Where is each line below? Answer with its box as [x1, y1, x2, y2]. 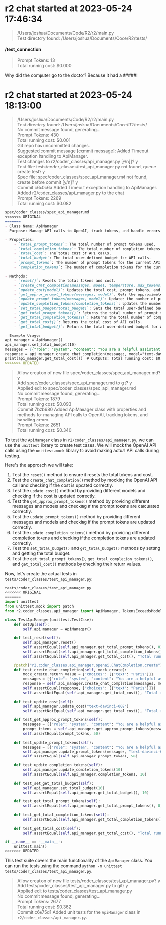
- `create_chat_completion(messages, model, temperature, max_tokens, [14, 283, 163, 288]
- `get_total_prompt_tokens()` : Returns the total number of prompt [14, 310, 158, 315]
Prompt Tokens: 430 [17, 132, 59, 138]
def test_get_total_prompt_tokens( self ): [14, 799, 100, 804]
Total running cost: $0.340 [17, 427, 72, 433]
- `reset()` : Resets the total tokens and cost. [14, 278, 116, 283]
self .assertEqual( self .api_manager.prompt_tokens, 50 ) [23, 754, 138, 759]
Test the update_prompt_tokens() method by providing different [12, 514, 141, 520]
